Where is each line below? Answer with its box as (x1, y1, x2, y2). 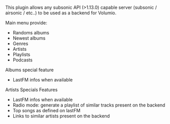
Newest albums (12, 35, 46, 41)
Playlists (12, 51, 31, 57)
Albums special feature (5, 67, 54, 73)
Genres (12, 40, 29, 47)
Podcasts (12, 57, 33, 63)
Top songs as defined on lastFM (12, 108, 81, 113)
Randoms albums (12, 30, 50, 35)
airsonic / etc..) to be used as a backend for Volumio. (5, 10, 116, 16)
